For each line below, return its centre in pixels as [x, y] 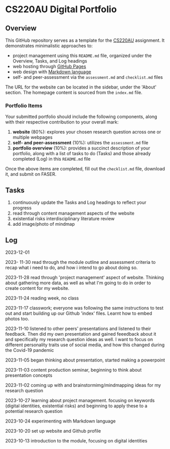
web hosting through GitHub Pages [49, 66]
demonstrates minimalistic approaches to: [49, 46]
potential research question [34, 411]
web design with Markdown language [52, 72]
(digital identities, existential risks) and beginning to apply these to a [76, 406]
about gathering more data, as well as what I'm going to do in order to [78, 283]
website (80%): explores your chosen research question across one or [87, 132]
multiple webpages [32, 137]
